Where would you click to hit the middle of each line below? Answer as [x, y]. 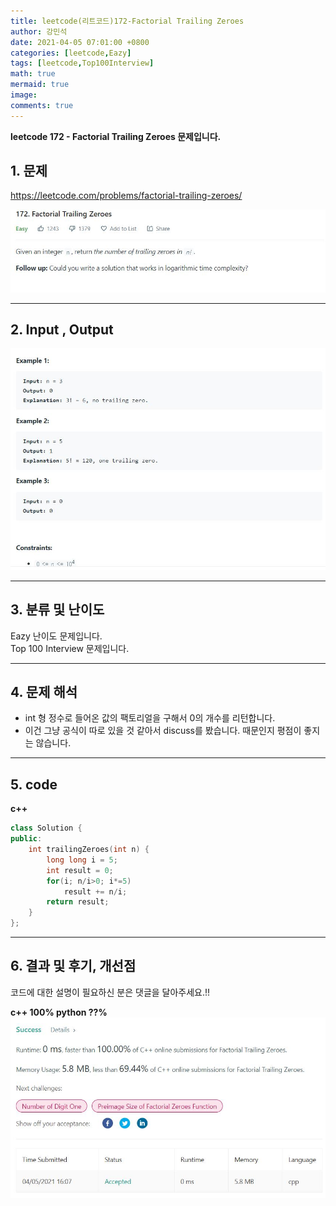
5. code [34, 784]
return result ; [78, 902]
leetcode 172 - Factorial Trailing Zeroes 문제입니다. [116, 136]
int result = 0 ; [80, 870]
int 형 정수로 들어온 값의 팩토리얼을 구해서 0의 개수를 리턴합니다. [150, 718]
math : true [33, 74]
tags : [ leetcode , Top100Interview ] [82, 63]
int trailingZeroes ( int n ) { [89, 850]
